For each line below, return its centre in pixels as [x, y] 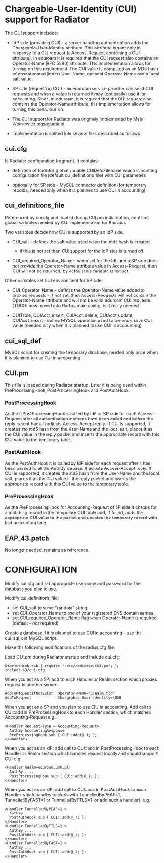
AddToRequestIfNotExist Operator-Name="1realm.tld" [60, 693]
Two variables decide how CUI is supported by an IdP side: [64, 232]
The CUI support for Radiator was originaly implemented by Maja [78, 119]
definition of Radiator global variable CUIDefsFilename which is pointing [85, 170]
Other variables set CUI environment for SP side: [54, 280]
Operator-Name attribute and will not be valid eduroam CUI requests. [82, 300]
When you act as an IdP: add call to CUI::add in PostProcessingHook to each [82, 748]
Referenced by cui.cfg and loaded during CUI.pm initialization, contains [77, 217]
